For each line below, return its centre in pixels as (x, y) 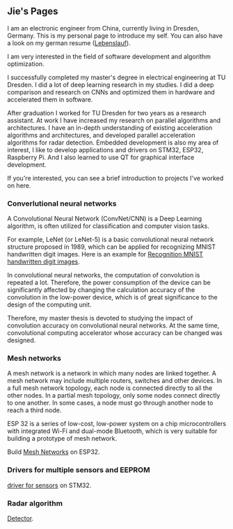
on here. (19, 185)
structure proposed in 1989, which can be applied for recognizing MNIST (112, 247)
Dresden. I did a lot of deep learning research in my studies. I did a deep (111, 84)
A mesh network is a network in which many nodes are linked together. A (112, 373)
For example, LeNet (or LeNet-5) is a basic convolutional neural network (111, 240)
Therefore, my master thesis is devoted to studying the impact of (100, 318)
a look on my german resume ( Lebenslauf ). (69, 43)
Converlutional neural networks (62, 203)
